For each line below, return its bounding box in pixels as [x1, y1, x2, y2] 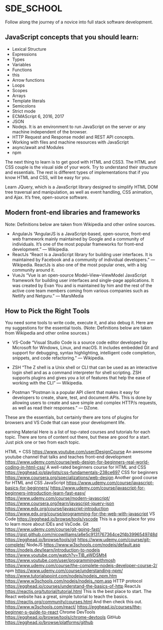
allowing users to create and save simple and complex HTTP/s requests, [12, 400, 157, 406]
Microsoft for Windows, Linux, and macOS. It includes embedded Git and [12, 345, 159, 351]
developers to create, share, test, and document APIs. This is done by [12, 395, 152, 401]
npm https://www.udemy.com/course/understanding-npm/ [5, 568, 123, 574]
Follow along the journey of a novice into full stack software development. [5, 19, 153, 25]
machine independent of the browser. [12, 129, 88, 134]
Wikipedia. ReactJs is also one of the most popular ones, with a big [12, 261, 147, 268]
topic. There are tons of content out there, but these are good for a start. [5, 434, 150, 440]
